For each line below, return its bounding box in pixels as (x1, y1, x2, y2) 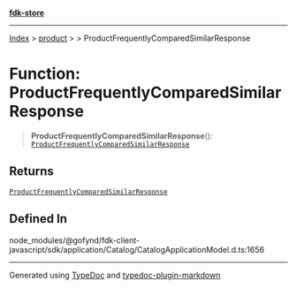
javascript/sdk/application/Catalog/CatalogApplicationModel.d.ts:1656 (9, 244, 265, 255)
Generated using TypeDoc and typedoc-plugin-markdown (9, 270, 221, 280)
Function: (9, 64, 81, 84)
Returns (9, 164, 55, 179)
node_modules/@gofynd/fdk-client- (9, 234, 140, 246)
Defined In (9, 211, 68, 226)
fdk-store (9, 8, 45, 18)
